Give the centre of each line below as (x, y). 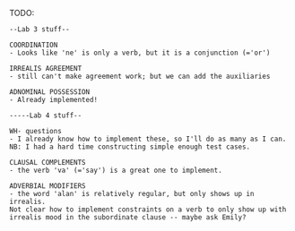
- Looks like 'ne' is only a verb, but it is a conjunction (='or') (140, 53)
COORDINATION (34, 45)
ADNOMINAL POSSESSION (50, 92)
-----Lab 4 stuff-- (46, 115)
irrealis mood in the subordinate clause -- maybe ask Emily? (128, 218)
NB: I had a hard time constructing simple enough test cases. (130, 147)
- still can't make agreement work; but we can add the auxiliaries (140, 76)
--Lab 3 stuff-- (39, 30)
